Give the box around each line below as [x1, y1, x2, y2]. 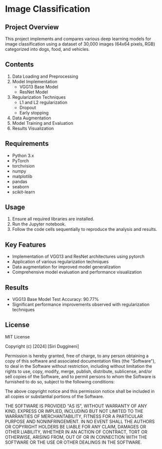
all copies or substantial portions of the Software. [5, 393, 104, 399]
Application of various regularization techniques [12, 259, 109, 265]
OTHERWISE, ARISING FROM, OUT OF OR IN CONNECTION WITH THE [5, 434, 147, 440]
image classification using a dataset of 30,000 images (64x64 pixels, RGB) [5, 41, 155, 47]
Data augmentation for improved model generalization [12, 264, 121, 270]
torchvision [12, 163, 35, 169]
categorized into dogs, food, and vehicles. [5, 46, 90, 52]
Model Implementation [12, 78, 58, 84]
